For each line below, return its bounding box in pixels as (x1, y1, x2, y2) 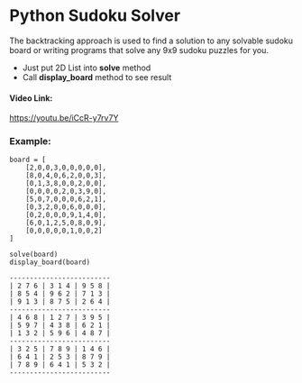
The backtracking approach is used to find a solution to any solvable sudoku (9, 35, 293, 46)
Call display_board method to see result (22, 71, 172, 82)
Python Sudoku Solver (9, 5, 181, 26)
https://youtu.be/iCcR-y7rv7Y (9, 113, 119, 123)
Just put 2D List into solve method (22, 62, 151, 73)
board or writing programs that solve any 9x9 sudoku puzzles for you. (9, 44, 269, 55)
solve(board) (9, 250, 59, 260)
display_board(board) (9, 258, 91, 267)
